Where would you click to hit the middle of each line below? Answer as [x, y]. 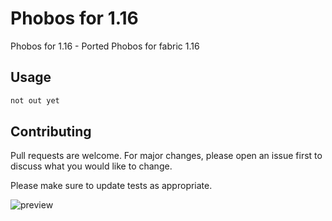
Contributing [51, 132]
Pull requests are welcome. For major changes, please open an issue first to [166, 156]
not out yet [35, 100]
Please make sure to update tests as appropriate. [111, 186]
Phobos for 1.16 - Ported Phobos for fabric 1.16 [105, 46]
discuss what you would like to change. [91, 166]
